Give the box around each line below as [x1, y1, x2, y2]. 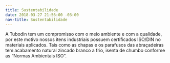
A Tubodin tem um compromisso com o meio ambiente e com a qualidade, [5, 31, 162, 37]
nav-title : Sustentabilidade [5, 17, 68, 22]
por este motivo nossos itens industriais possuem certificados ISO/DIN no [5, 36, 161, 43]
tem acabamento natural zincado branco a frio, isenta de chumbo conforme [5, 47, 165, 54]
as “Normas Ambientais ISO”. [5, 53, 67, 59]
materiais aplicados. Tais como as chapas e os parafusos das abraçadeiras [5, 42, 164, 48]
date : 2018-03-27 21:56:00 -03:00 [5, 12, 79, 17]
